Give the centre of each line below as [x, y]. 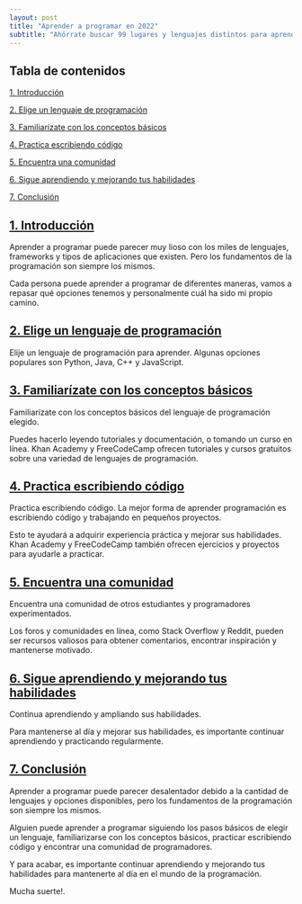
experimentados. [40, 613]
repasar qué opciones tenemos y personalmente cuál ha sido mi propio [141, 293]
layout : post [34, 18]
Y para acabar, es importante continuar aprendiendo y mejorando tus [137, 864]
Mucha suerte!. [37, 891]
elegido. [24, 421]
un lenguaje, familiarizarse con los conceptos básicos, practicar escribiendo [151, 837]
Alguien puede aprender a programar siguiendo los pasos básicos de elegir [149, 828]
